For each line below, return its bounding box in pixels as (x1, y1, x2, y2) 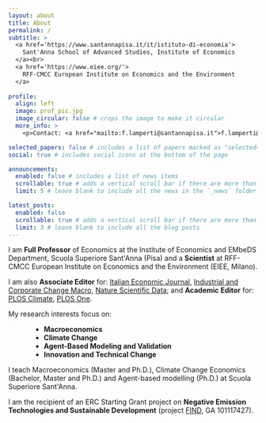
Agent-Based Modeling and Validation (43, 342, 172, 351)
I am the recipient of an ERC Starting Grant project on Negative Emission (8, 397, 247, 407)
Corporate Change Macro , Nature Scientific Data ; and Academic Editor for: (8, 285, 254, 295)
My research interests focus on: (8, 309, 112, 319)
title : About (8, 19, 51, 27)
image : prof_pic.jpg (15, 108, 83, 115)
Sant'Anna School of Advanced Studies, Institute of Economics (22, 48, 236, 56)
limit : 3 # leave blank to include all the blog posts (15, 223, 200, 232)
